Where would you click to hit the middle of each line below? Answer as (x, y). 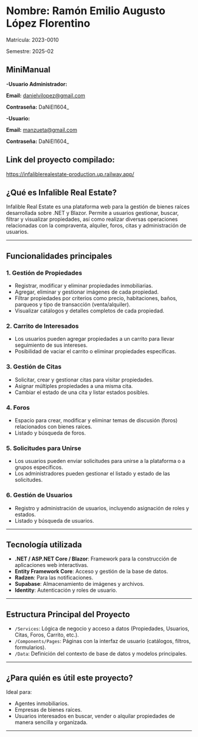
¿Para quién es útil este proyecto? (70, 678)
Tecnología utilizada (44, 544)
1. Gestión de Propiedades (44, 273)
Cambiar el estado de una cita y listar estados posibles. (82, 392)
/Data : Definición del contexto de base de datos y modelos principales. (101, 654)
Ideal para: (19, 692)
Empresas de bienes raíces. (48, 709)
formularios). (30, 647)
